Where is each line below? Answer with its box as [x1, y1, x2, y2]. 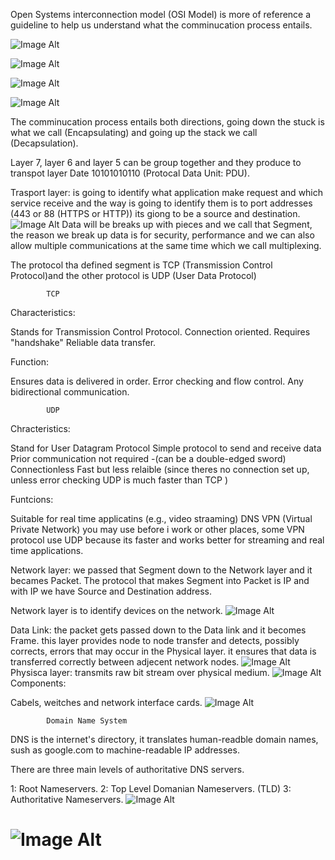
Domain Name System [46, 716, 128, 726]
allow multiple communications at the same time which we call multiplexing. [10, 240, 322, 251]
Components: [10, 677, 67, 689]
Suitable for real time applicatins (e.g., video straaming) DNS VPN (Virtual [10, 513, 313, 524]
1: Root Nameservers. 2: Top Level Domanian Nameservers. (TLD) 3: [10, 783, 292, 794]
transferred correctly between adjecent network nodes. [10, 656, 240, 668]
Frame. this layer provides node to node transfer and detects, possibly [10, 635, 300, 646]
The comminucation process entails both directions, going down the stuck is [10, 116, 325, 128]
